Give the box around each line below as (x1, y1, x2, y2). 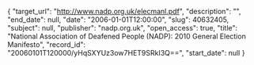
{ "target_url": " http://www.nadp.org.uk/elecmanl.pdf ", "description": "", (7, 7, 241, 16)
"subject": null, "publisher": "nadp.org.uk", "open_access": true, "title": (7, 23, 238, 32)
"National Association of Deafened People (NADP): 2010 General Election (7, 31, 246, 41)
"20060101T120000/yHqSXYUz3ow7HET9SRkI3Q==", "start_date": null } (7, 49, 245, 57)
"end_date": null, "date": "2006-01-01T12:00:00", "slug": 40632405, (7, 15, 229, 24)
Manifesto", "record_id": (7, 40, 86, 49)
